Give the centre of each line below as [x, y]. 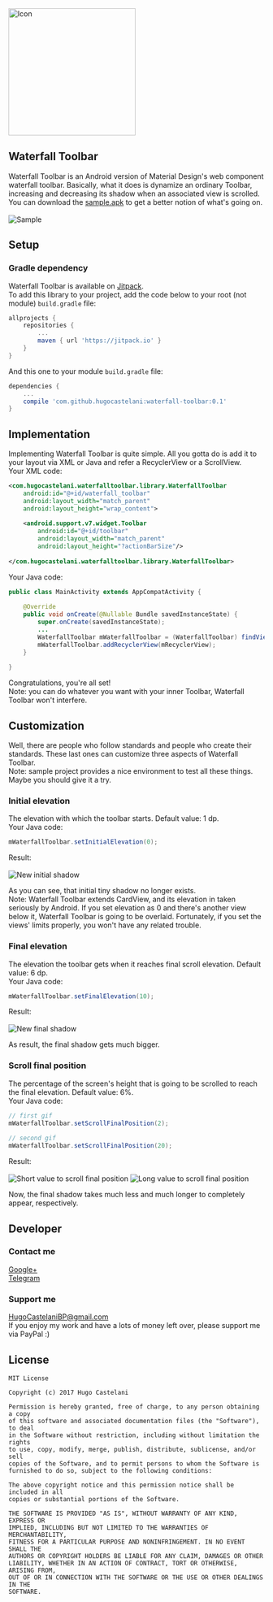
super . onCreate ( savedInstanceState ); [101, 622]
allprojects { [32, 318]
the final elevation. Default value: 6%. [71, 1092]
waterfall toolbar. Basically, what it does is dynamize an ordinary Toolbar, [130, 185]
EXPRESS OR [27, 1520]
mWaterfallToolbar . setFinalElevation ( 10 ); [81, 996]
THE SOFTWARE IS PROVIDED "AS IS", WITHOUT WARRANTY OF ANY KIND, [123, 1513]
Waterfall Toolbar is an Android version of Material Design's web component [136, 176]
